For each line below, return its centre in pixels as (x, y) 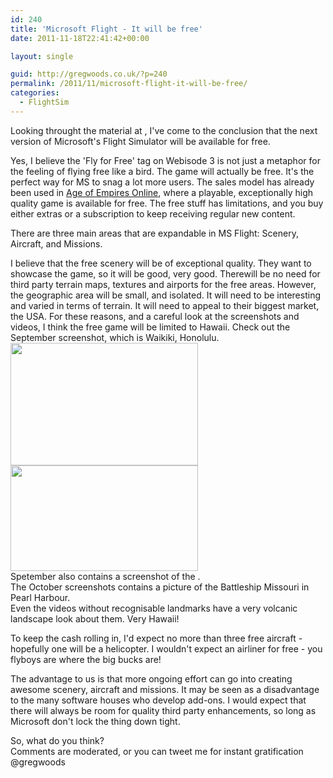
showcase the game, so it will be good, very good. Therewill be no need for (165, 273)
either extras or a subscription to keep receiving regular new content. (153, 213)
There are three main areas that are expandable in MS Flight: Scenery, (154, 233)
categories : (35, 93)
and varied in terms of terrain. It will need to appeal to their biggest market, (165, 305)
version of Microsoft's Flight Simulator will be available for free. (140, 141)
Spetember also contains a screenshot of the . (105, 576)
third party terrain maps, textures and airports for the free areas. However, (163, 284)
